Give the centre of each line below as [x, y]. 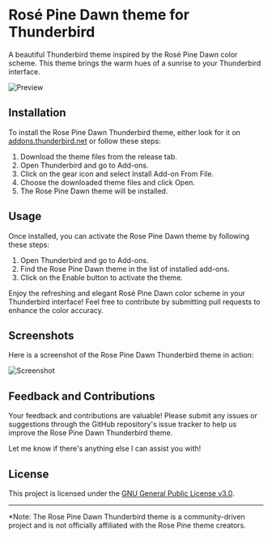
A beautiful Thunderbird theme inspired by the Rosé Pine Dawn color [123, 54]
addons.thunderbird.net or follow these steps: [85, 141]
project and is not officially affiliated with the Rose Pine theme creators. [127, 525]
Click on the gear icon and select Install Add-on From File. [117, 174]
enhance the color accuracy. [56, 310]
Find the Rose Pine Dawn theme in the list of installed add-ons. [125, 269]
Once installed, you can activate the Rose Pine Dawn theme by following [129, 235]
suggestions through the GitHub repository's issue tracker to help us [123, 424]
